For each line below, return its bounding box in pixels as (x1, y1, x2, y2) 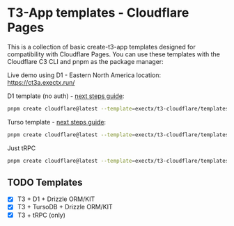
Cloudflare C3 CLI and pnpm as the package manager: (7, 57, 164, 65)
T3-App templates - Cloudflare (7, 5, 189, 21)
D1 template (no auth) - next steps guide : (7, 92, 125, 100)
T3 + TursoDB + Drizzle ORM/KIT (17, 203, 113, 211)
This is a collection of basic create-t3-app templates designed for (7, 42, 196, 51)
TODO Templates (7, 176, 83, 188)
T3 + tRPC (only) (17, 211, 66, 219)
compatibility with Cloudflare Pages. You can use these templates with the (7, 50, 221, 58)
